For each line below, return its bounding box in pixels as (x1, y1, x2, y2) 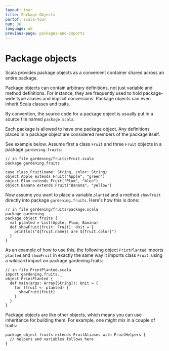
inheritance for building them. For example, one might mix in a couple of (5, 317, 155, 323)
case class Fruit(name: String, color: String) (5, 169, 108, 175)
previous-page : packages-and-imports (5, 31, 85, 36)
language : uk (5, 26, 33, 31)
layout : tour (5, 7, 33, 13)
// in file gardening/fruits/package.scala (5, 207, 99, 212)
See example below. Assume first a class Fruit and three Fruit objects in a (5, 141, 162, 147)
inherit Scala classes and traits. (5, 101, 70, 107)
